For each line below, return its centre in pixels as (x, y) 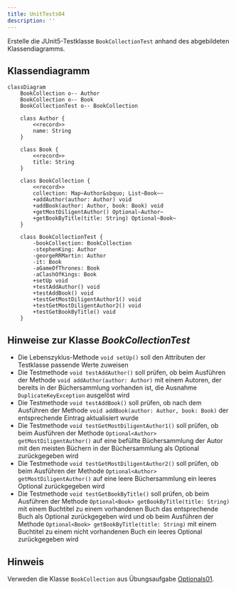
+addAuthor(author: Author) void (82, 200)
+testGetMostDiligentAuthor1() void (87, 300)
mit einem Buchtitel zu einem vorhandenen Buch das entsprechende (118, 509)
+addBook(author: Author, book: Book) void (98, 206)
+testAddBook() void (63, 293)
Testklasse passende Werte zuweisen (73, 365)
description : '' (31, 21)
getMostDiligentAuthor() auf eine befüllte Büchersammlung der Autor (120, 441)
